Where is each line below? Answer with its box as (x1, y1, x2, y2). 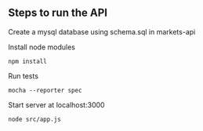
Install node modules (8, 42, 76, 52)
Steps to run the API (8, 6, 108, 20)
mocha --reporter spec (8, 86, 82, 94)
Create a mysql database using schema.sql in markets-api (8, 27, 196, 36)
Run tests (8, 71, 39, 81)
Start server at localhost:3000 (8, 100, 105, 109)
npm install (8, 57, 47, 65)
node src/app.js (8, 115, 61, 123)
